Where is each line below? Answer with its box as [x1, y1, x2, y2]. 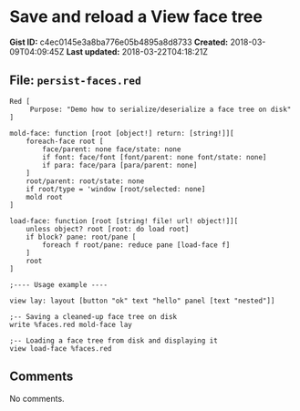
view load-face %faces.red [9, 344, 112, 353]
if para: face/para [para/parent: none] [42, 160, 198, 170]
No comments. [9, 393, 66, 404]
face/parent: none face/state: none [42, 144, 181, 154]
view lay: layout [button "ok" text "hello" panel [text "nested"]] [9, 296, 275, 305]
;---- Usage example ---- [9, 280, 108, 289]
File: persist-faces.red [9, 73, 141, 88]
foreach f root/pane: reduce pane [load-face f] [42, 240, 231, 250]
